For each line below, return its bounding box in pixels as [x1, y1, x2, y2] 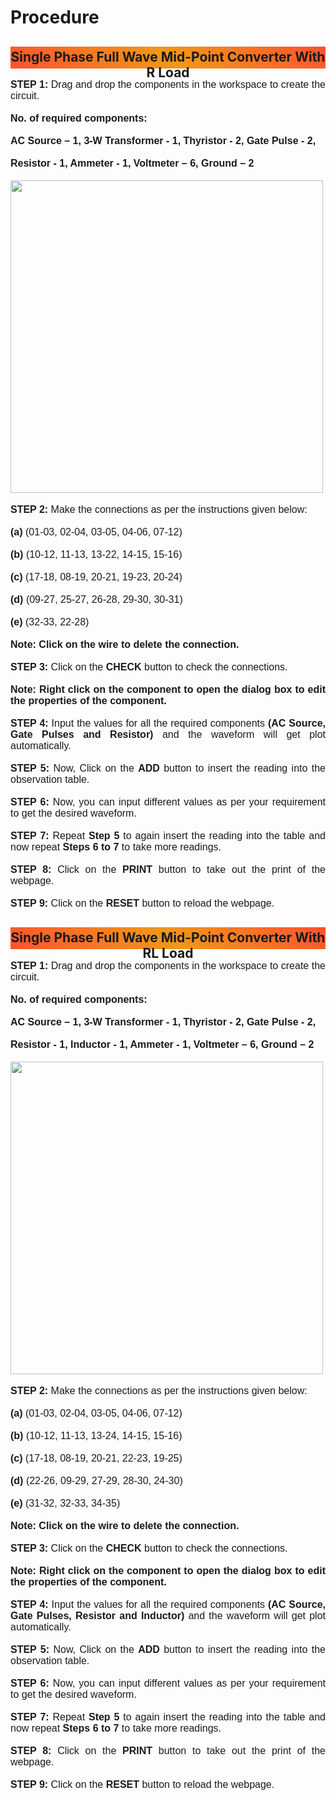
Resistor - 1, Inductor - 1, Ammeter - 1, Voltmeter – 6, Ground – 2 [10, 1038, 315, 1050]
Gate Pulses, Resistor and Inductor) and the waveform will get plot [10, 1609, 327, 1621]
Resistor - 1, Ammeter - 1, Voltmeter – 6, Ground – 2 [10, 157, 255, 169]
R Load [146, 64, 190, 81]
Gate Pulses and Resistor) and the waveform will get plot [10, 729, 326, 740]
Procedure [10, 6, 100, 29]
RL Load [142, 945, 194, 962]
